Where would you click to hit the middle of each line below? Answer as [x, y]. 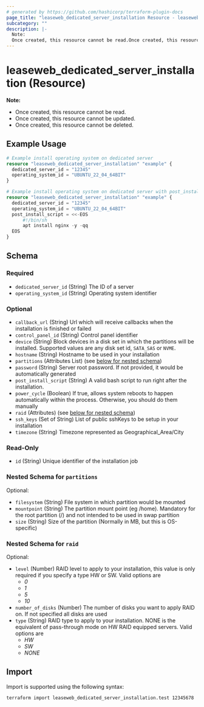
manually [26, 406]
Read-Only [23, 448]
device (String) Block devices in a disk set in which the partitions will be [104, 341]
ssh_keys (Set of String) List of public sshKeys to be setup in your [97, 419]
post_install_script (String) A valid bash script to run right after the [101, 380]
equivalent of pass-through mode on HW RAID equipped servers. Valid [104, 627]
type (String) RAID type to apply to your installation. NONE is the [95, 620]
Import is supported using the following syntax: [65, 686]
